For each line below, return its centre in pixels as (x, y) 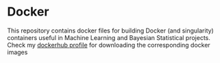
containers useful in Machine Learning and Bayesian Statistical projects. (109, 37)
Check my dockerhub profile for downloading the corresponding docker (109, 45)
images (17, 52)
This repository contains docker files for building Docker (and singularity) (110, 30)
